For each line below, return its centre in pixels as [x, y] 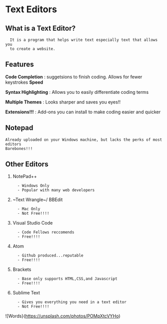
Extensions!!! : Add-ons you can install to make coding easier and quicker [83, 112]
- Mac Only [29, 209]
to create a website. [33, 49]
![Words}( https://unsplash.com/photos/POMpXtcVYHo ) [63, 316]
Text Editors [31, 9]
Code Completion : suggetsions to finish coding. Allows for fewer [74, 77]
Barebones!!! [19, 148]
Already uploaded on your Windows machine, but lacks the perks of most [84, 140]
